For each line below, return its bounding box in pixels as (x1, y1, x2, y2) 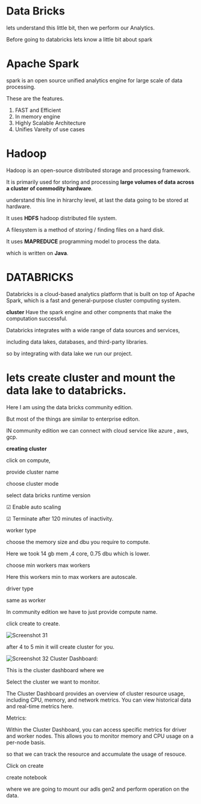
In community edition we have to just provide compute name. (6, 608, 158, 615)
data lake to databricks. (6, 383, 126, 397)
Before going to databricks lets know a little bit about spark (6, 36, 153, 43)
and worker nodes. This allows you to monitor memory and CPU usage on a (6, 732, 194, 740)
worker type (6, 527, 37, 534)
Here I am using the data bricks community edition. (6, 403, 133, 410)
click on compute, (6, 456, 51, 464)
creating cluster (6, 445, 47, 452)
